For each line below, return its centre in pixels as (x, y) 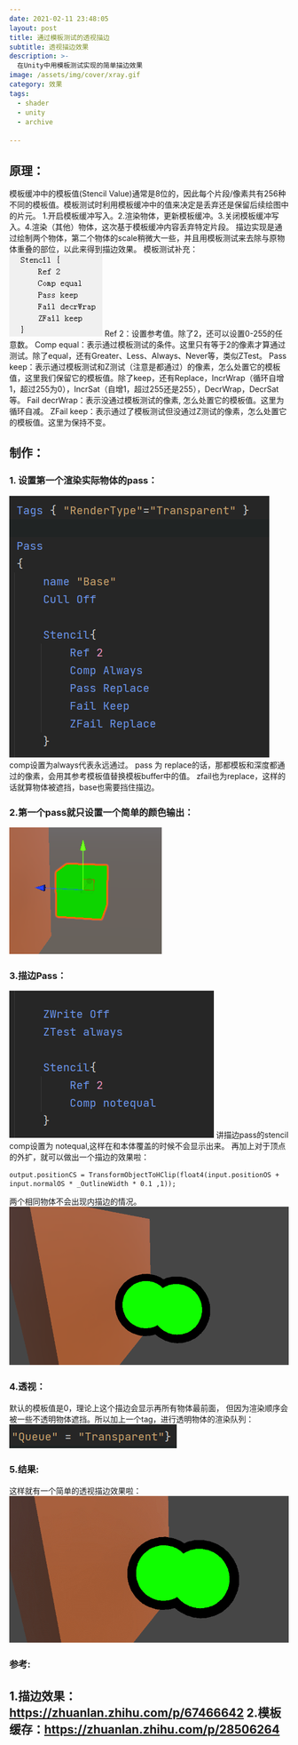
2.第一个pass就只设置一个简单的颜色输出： (102, 812)
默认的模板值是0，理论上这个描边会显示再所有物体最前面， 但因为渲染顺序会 (149, 1407)
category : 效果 (36, 84)
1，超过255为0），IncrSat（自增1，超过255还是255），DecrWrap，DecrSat (144, 389)
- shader (33, 103)
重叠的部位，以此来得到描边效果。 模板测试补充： (107, 249)
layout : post (33, 28)
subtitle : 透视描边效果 (49, 47)
